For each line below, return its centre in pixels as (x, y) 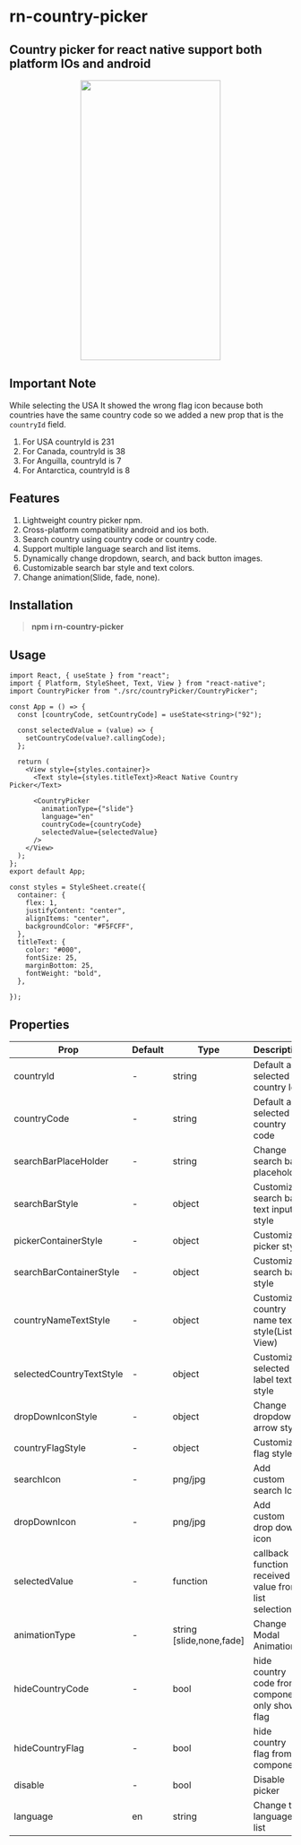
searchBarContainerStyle (67, 1272)
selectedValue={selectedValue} (100, 832)
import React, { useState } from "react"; (90, 676)
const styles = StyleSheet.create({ (77, 888)
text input (273, 1210)
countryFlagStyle (50, 1448)
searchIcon (37, 1479)
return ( (34, 762)
